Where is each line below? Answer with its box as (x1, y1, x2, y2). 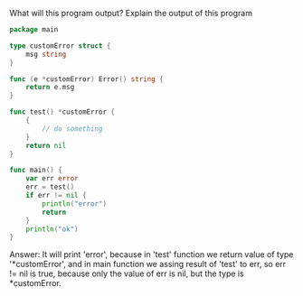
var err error (25, 174, 79, 183)
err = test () (25, 182, 75, 192)
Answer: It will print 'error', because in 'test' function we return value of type (9, 249, 294, 260)
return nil (25, 141, 67, 150)
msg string (25, 50, 67, 59)
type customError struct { (9, 41, 111, 51)
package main (9, 25, 59, 34)
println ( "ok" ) (25, 225, 79, 234)
